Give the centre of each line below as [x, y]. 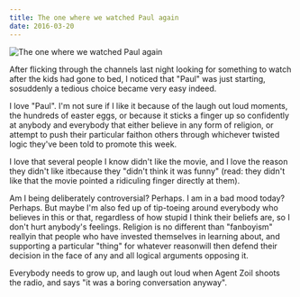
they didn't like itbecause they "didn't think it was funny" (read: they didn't [147, 171]
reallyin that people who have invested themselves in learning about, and [145, 236]
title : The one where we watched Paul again [94, 18]
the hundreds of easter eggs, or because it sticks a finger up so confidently [150, 115]
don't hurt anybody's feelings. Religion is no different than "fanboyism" [141, 227]
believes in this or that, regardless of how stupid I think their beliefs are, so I [150, 217]
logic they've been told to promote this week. [93, 144]
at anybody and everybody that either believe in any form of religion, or [141, 125]
